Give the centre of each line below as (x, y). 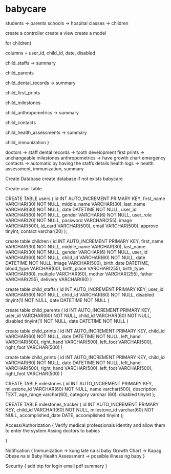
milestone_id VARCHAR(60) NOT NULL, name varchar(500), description (81, 389)
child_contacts (21, 122)
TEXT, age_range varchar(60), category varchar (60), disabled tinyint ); (80, 394)
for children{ (18, 43)
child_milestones (23, 103)
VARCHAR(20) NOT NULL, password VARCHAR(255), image (69, 220)
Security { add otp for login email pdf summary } (56, 466)
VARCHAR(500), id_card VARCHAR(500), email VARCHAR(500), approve (82, 226)
